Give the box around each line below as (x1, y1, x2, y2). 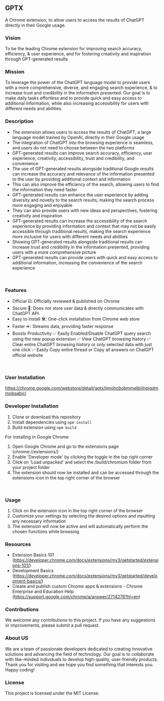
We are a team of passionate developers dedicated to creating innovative (5, 646, 153, 652)
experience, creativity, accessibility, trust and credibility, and (12, 155, 135, 161)
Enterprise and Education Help (12, 588, 74, 594)
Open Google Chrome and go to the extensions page (12, 443, 119, 449)
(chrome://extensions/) (12, 448, 59, 454)
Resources (5, 541, 31, 548)
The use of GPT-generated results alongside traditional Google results (12, 166, 154, 172)
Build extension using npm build (12, 424, 77, 430)
